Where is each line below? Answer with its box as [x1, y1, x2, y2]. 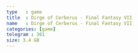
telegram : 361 [6, 32, 45, 38]
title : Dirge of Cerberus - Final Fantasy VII [6, 15, 133, 21]
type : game [6, 9, 43, 15]
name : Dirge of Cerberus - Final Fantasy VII [6, 20, 133, 26]
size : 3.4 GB [6, 37, 40, 43]
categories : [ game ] [6, 26, 56, 32]
